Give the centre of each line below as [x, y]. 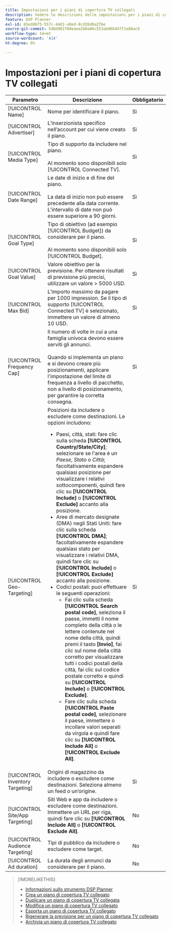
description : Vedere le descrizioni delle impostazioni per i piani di [83, 15]
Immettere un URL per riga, [80, 812]
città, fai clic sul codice [92, 669]
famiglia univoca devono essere [85, 338]
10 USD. [58, 323]
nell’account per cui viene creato [87, 129]
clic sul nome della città [93, 651]
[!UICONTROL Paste [90, 708]
